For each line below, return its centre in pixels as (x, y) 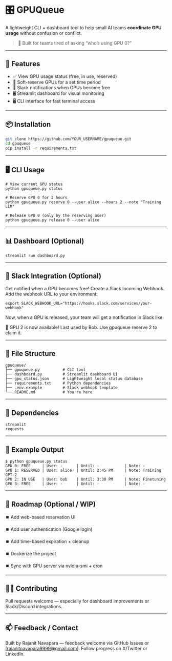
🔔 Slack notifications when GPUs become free (61, 87)
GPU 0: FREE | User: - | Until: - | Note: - (75, 466)
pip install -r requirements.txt (41, 148)
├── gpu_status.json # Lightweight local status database (74, 379)
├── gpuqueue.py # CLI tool (46, 370)
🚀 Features (23, 64)
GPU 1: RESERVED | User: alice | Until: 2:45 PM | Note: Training (83, 470)
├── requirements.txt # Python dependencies (58, 383)
